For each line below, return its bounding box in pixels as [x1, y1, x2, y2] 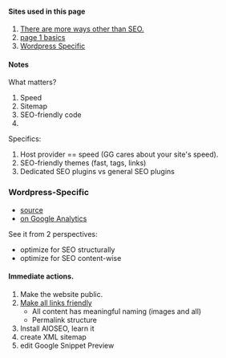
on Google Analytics [19, 214, 87, 223]
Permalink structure [31, 315, 98, 324]
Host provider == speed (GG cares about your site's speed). [19, 149, 219, 160]
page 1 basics [19, 33, 66, 43]
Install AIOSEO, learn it [19, 323, 95, 333]
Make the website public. [19, 289, 103, 299]
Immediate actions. [8, 271, 75, 281]
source [19, 205, 44, 214]
